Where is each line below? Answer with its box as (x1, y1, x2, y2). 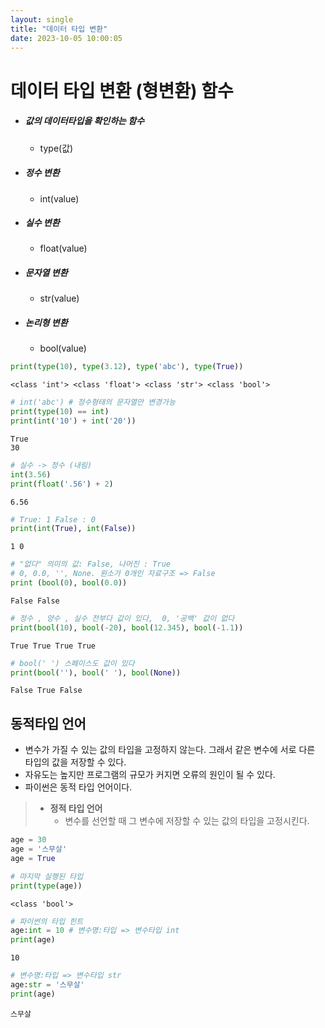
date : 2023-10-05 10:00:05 (10, 33, 123, 43)
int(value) (39, 192, 80, 205)
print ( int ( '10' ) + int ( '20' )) (10, 416, 137, 426)
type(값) (39, 142, 74, 154)
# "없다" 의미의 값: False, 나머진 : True (10, 559, 171, 570)
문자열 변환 (24, 267, 68, 279)
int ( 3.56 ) (10, 469, 52, 480)
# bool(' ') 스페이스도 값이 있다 (10, 658, 135, 668)
